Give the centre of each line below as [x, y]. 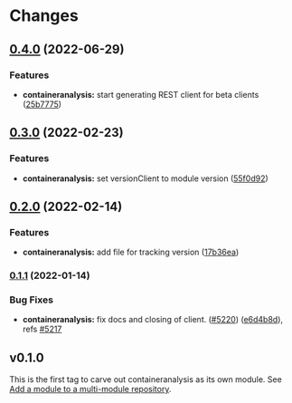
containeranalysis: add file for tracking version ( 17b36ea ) [131, 252]
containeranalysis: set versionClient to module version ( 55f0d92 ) [145, 178]
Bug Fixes [32, 300]
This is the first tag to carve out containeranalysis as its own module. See [146, 379]
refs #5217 [42, 329]
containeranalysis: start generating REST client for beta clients [141, 94]
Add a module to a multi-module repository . [90, 389]
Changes [44, 16]
